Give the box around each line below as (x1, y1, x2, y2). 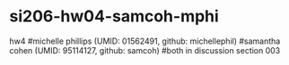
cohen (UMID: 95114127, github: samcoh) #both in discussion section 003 (9, 45, 281, 55)
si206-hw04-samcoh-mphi (9, 6, 220, 27)
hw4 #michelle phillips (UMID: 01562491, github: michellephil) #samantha (9, 36, 281, 46)
